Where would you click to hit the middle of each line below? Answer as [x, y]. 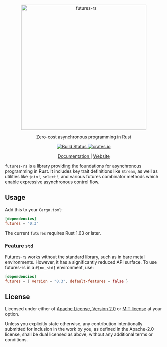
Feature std [19, 246]
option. [12, 314]
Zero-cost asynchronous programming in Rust [84, 137]
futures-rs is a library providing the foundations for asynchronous [73, 166]
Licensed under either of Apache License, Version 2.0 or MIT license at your [83, 309]
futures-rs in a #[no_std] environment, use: [50, 267]
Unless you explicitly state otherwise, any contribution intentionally [74, 324]
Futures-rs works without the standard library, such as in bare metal [75, 257]
